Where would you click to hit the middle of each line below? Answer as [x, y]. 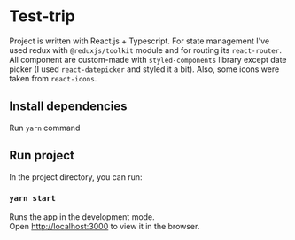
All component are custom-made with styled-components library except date [148, 59]
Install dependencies [68, 107]
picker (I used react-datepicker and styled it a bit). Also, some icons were [144, 69]
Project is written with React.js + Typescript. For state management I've [140, 41]
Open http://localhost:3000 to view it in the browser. [105, 226]
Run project [42, 155]
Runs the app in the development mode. [82, 217]
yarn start [32, 198]
